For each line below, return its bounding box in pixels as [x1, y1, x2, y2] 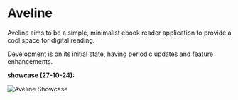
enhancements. [7, 57, 53, 65]
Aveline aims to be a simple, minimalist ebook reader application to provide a [7, 28, 232, 37]
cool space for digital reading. [7, 35, 95, 44]
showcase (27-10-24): [7, 71, 75, 79]
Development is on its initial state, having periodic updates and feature [7, 50, 214, 58]
